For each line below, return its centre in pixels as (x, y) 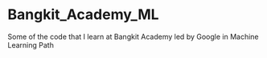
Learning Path (31, 44)
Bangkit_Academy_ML (83, 15)
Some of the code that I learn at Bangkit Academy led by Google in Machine (133, 37)
